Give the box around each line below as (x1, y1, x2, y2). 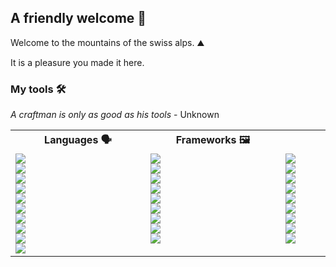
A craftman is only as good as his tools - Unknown (10, 109, 220, 121)
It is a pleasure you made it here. (10, 56, 145, 68)
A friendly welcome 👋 (10, 10, 147, 27)
